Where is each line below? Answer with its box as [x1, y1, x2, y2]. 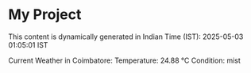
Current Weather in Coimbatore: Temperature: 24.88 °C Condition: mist [8, 56, 241, 65]
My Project [8, 6, 82, 24]
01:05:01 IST [8, 40, 48, 49]
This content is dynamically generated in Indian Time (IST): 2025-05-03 [8, 32, 244, 41]
